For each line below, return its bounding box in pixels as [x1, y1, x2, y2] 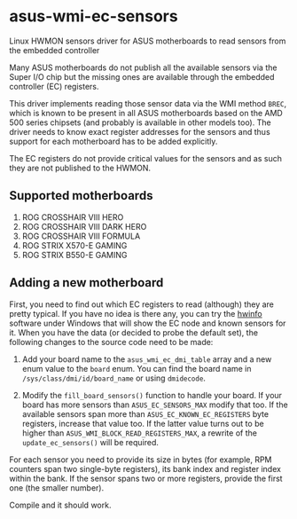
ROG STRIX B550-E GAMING [21, 249, 128, 260]
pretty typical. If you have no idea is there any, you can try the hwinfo [9, 308, 263, 318]
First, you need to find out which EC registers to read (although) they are [9, 299, 275, 310]
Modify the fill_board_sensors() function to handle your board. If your [21, 389, 282, 400]
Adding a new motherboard [9, 275, 164, 290]
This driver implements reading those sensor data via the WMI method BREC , [9, 98, 287, 108]
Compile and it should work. [9, 499, 112, 510]
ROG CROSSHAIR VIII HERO [21, 211, 124, 223]
